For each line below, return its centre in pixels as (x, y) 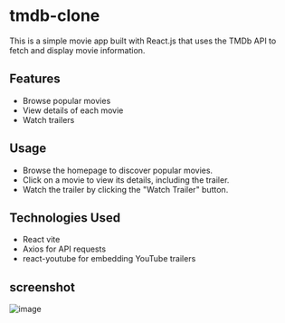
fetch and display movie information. (77, 50)
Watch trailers (48, 119)
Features (35, 79)
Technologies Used (65, 218)
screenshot (42, 287)
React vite (41, 240)
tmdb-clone (55, 16)
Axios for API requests (64, 249)
